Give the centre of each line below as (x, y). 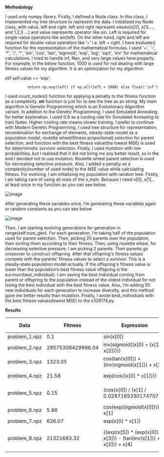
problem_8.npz (25, 438)
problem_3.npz (25, 362)
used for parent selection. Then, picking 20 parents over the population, (77, 238)
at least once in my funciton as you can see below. (56, 185)
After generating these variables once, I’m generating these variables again (81, 204)
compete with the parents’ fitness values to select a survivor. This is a (75, 259)
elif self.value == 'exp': (28, 78)
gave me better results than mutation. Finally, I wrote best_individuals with (79, 295)
